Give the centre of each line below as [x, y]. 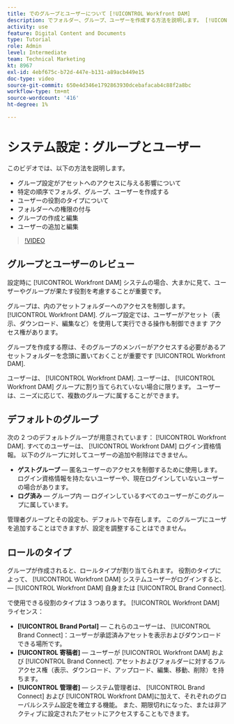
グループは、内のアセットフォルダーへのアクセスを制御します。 [98, 306]
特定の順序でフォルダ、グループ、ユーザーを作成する [93, 191]
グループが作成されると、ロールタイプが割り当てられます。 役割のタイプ [111, 570]
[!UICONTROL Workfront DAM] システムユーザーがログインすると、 [129, 579]
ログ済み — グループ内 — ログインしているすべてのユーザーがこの [112, 496]
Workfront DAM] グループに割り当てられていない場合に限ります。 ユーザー [114, 386]
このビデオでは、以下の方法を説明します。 [68, 168]
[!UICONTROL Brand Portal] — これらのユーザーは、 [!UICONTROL [114, 626]
